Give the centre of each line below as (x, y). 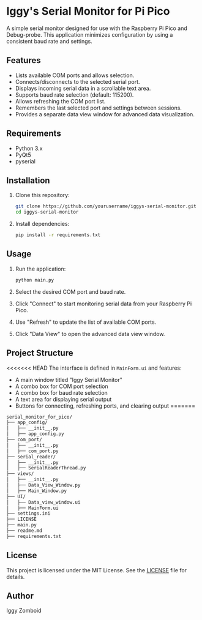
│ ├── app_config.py (35, 434)
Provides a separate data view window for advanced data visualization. (105, 114)
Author (20, 596)
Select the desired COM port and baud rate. (70, 291)
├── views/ (20, 474)
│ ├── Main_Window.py (37, 491)
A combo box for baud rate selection (62, 392)
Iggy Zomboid (24, 611)
